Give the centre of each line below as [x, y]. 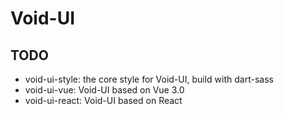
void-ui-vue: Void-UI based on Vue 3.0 [104, 90]
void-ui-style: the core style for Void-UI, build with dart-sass [149, 79]
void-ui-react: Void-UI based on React [103, 100]
